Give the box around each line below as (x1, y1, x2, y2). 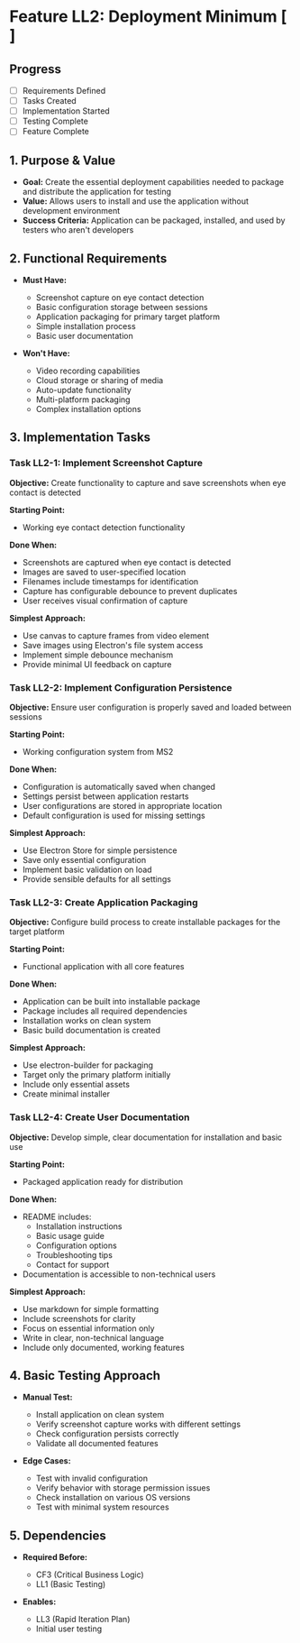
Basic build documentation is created (22, 1025, 160, 1036)
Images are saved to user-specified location (22, 566, 186, 577)
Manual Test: (22, 1391, 73, 1403)
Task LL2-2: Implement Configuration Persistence (9, 681, 232, 693)
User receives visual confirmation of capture (22, 595, 188, 606)
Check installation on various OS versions (35, 1492, 191, 1503)
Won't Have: (22, 347, 70, 358)
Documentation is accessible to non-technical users (22, 1269, 216, 1280)
